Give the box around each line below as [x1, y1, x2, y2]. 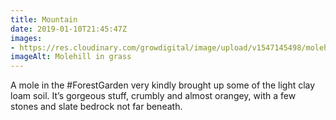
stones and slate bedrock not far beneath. [10, 101, 183, 113]
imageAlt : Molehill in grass [10, 52, 132, 62]
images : [10, 33, 43, 43]
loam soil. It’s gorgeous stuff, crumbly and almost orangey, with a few [10, 90, 297, 102]
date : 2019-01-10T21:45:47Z [10, 24, 128, 34]
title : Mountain [10, 14, 78, 25]
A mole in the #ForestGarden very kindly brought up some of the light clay [10, 79, 316, 91]
